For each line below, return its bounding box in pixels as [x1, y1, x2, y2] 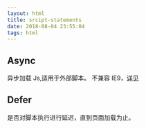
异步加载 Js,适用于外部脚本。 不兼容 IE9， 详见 [7, 74, 140, 83]
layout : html [7, 10, 45, 17]
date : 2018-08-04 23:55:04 [7, 23, 85, 30]
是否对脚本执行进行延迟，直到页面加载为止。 [7, 113, 135, 121]
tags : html [7, 29, 39, 36]
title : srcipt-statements [7, 17, 82, 23]
